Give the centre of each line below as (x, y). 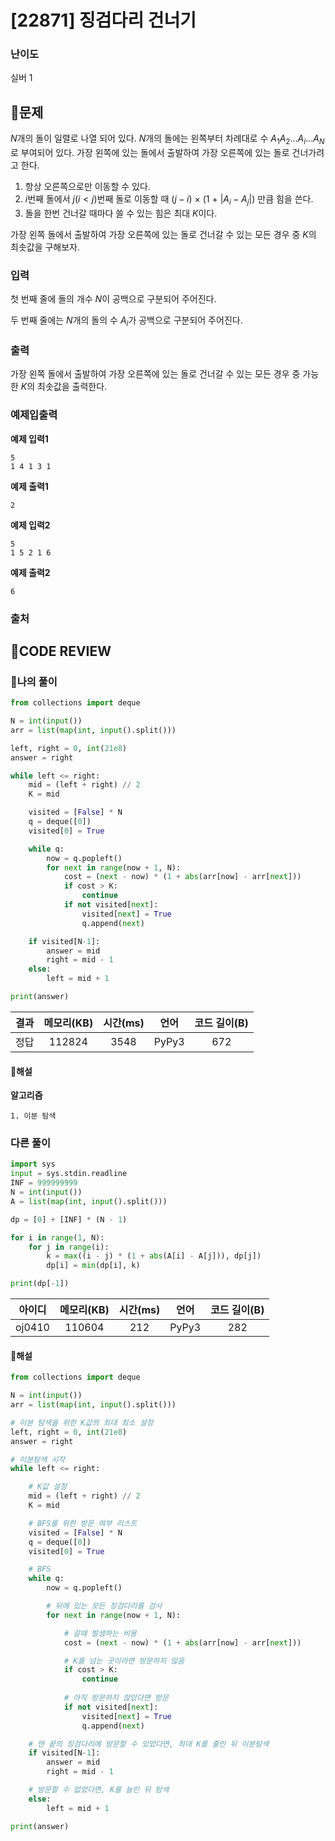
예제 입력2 (30, 525)
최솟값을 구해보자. (45, 247)
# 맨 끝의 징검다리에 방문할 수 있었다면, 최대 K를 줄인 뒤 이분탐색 (149, 1744)
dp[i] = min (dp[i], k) (93, 1266)
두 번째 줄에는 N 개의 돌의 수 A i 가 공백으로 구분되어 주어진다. (126, 321)
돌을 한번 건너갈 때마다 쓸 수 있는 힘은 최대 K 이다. (121, 213)
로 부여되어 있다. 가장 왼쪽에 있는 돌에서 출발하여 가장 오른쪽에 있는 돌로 (150, 153)
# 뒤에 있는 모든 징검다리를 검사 (104, 1606)
